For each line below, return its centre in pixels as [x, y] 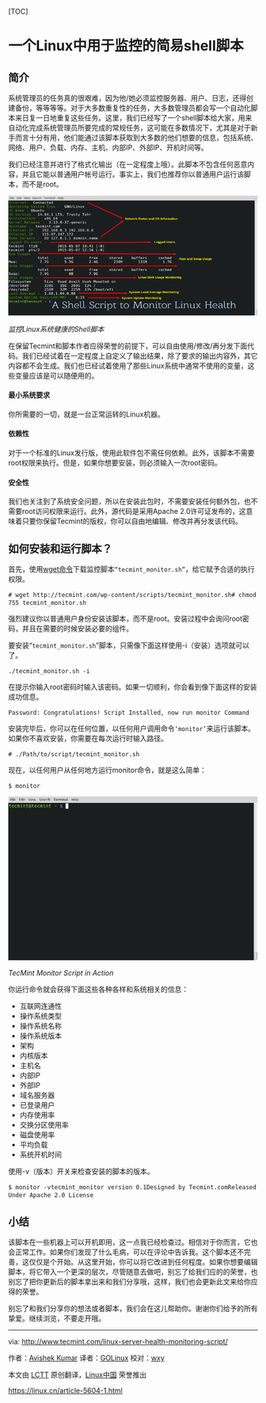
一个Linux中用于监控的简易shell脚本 [126, 46]
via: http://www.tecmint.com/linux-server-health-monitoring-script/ [118, 1342]
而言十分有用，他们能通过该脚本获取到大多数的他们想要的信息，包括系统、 [136, 137]
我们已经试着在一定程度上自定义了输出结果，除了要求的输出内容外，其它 [140, 356]
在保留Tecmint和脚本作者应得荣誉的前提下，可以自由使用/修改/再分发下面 [128, 346]
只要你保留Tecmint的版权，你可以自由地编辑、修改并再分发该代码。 [132, 521]
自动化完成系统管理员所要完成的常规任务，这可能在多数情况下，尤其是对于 [129, 127]
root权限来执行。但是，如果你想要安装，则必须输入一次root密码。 [115, 462]
